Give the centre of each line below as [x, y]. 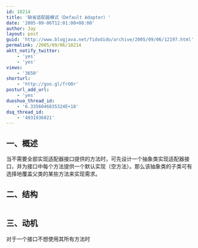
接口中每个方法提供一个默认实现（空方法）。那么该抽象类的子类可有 [109, 167]
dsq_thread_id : [25, 112]
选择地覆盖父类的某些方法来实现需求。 [53, 174]
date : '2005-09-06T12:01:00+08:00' [51, 23]
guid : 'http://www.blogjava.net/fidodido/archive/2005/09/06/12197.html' [100, 40]
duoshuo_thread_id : [31, 101]
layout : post [22, 34]
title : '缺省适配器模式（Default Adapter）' [58, 17]
